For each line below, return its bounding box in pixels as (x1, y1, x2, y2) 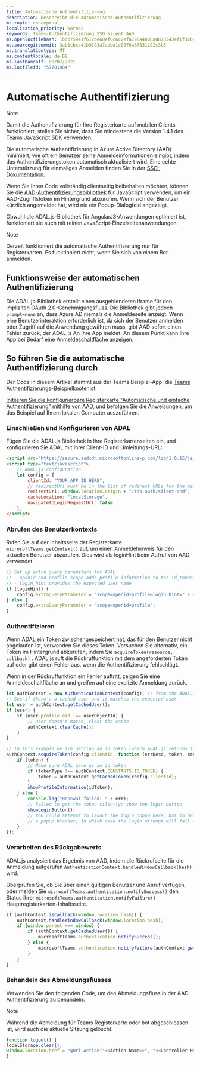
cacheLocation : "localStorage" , (27, 494, 108, 501)
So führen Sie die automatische (6, 353, 125, 363)
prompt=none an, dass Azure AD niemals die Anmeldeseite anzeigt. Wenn (6, 311, 183, 318)
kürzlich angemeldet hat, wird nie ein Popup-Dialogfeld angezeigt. (6, 201, 168, 209)
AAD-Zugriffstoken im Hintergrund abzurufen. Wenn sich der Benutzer (6, 195, 179, 202)
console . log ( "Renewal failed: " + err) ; (27, 796, 129, 802)
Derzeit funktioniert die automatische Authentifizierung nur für (6, 243, 159, 250)
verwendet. (6, 558, 35, 565)
